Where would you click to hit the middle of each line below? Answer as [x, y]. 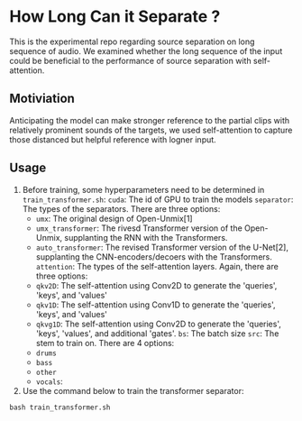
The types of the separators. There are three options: [121, 208]
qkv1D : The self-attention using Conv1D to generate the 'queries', [156, 305]
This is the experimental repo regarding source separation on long [132, 41]
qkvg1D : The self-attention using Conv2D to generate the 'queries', [159, 324]
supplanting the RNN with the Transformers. [146, 237]
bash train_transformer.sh [60, 407]
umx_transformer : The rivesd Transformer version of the [139, 228]
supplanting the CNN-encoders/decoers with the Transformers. [154, 256]
